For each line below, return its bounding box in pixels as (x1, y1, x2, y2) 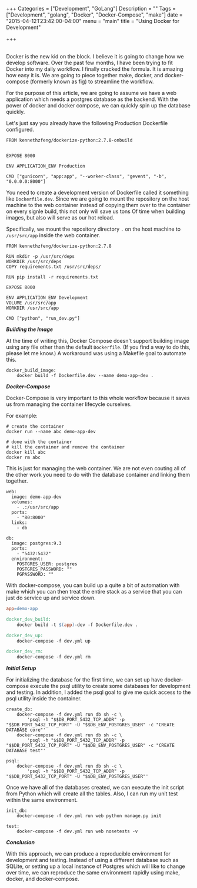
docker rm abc (6, 454, 41, 460)
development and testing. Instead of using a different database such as (6, 857, 179, 864)
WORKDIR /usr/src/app (6, 305, 59, 311)
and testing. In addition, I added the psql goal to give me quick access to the (6, 689, 191, 696)
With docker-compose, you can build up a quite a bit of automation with (6, 582, 180, 589)
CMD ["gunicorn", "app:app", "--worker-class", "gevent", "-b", (6, 173, 167, 179)
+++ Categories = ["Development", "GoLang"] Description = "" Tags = (6, 5, 176, 12)
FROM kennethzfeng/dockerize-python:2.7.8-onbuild (6, 137, 133, 143)
